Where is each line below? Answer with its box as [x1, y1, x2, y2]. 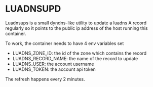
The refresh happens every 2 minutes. [5, 76, 85, 82]
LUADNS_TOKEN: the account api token [12, 66, 96, 72]
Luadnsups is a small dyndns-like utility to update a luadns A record [5, 20, 147, 26]
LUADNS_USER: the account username [12, 61, 94, 67]
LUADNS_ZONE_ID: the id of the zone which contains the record [12, 50, 147, 56]
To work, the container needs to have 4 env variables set [5, 40, 124, 46]
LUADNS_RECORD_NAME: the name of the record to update [12, 55, 138, 61]
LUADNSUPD [5, 3, 61, 15]
